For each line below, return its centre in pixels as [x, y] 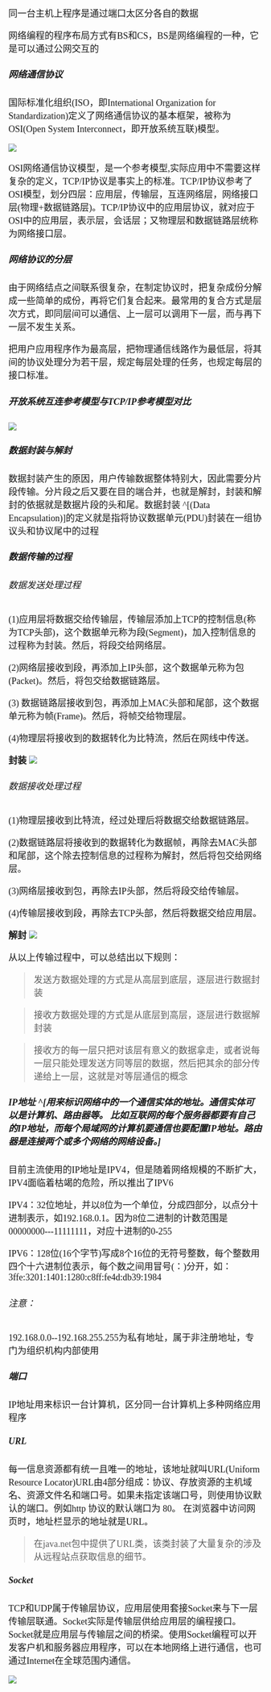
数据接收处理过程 [45, 786]
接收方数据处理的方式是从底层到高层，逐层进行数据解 [147, 1015]
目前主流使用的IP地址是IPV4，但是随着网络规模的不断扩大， [135, 1170]
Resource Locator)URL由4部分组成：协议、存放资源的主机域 [130, 1482]
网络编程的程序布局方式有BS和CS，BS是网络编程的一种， [129, 36]
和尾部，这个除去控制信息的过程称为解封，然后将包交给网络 [135, 856]
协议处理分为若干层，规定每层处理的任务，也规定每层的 [144, 363]
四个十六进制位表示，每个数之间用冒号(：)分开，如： [120, 1267]
